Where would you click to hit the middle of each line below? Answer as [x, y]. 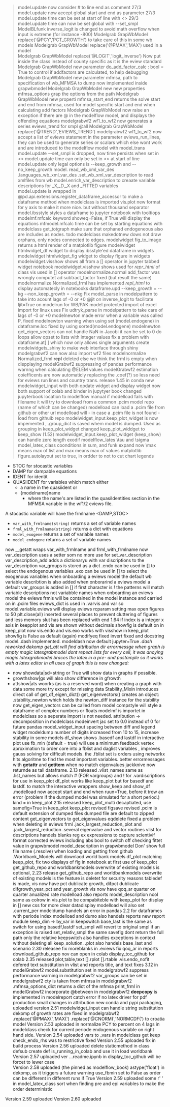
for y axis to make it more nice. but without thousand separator [83, 207]
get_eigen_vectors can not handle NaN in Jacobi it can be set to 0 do [90, 332]
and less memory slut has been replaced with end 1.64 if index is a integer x [84, 620]
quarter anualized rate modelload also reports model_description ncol [85, 894]
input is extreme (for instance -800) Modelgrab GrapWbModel [83, 34]
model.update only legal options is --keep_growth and [74, 164]
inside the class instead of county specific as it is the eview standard [90, 61]
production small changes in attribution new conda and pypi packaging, [88, 1002]
